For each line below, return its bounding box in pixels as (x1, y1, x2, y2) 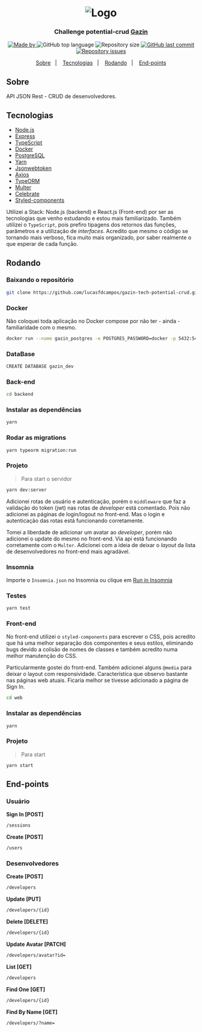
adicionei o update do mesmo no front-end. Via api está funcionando (6, 535, 177, 542)
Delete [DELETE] (6, 918, 48, 925)
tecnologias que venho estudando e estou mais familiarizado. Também (6, 214, 182, 222)
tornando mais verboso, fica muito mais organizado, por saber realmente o (6, 234, 192, 241)
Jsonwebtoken (14, 164, 52, 172)
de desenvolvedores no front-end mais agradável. (6, 548, 130, 555)
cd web (6, 695, 23, 701)
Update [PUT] (6, 895, 41, 903)
